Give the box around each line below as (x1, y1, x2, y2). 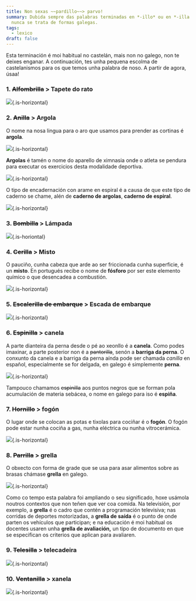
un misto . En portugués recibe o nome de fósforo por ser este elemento (6, 267, 180, 274)
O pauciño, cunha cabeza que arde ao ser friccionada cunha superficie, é (6, 261, 184, 268)
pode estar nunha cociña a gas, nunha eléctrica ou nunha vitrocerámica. (6, 425, 181, 432)
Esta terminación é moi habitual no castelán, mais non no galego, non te (6, 52, 180, 59)
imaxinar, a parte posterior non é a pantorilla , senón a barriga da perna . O (6, 348, 184, 355)
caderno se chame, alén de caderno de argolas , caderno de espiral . (6, 193, 173, 200)
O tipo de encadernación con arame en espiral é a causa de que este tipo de (6, 186, 191, 193)
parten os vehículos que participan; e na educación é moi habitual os (6, 519, 173, 526)
